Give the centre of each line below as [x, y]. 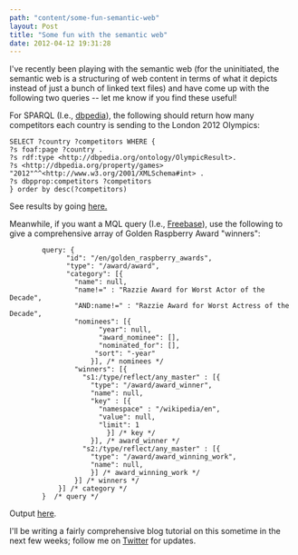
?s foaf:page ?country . [56, 150]
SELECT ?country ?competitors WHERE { [82, 142]
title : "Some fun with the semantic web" [89, 35]
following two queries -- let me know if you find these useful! [123, 98]
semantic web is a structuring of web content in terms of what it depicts [144, 79]
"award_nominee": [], [139, 338]
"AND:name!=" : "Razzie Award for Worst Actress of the [182, 306]
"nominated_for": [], [139, 346]
